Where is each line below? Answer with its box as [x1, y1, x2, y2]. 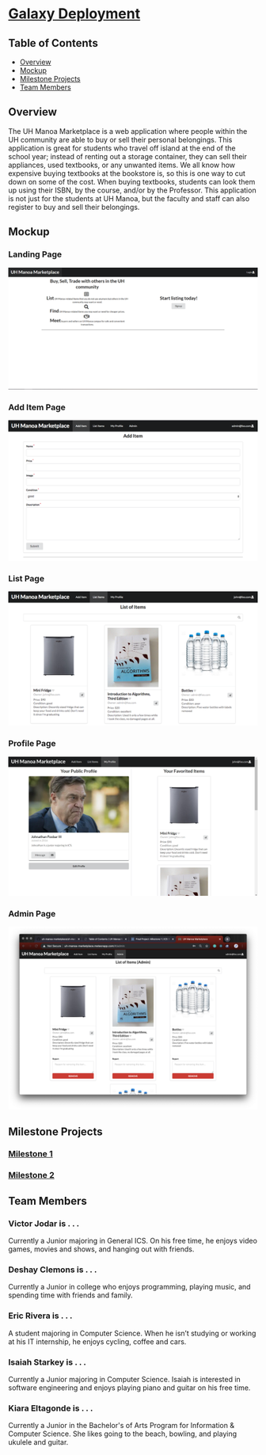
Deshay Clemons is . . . [8, 1264, 97, 1275]
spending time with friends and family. [8, 1290, 133, 1300]
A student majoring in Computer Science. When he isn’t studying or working [8, 1328, 256, 1338]
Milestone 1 [8, 1148, 53, 1160]
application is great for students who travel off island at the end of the [8, 143, 236, 153]
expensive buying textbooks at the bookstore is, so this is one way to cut [8, 168, 245, 178]
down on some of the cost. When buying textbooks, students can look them [8, 177, 256, 186]
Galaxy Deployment [8, 5, 141, 23]
